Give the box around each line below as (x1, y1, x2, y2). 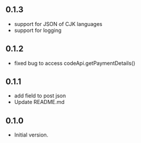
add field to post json (14, 92, 66, 99)
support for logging (14, 27, 62, 34)
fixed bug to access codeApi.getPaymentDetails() (14, 59, 136, 67)
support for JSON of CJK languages (14, 20, 103, 27)
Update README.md (14, 99, 65, 106)
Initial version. (14, 131, 49, 138)
